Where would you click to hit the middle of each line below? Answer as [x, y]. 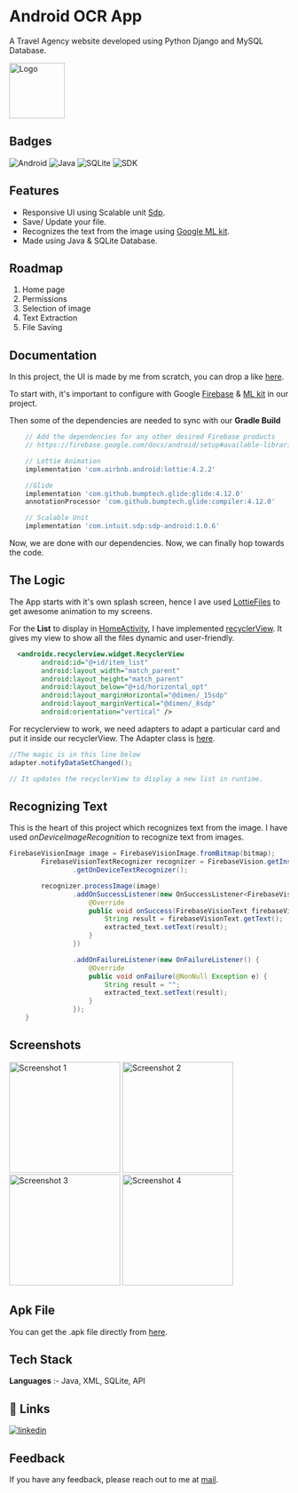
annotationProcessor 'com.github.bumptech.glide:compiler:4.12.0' [150, 502]
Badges [31, 142]
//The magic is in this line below [75, 754]
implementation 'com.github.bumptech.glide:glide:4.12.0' [134, 494]
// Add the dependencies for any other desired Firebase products [150, 437]
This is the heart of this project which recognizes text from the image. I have [149, 828]
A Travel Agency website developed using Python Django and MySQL [137, 41]
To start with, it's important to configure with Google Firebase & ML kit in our [149, 394]
